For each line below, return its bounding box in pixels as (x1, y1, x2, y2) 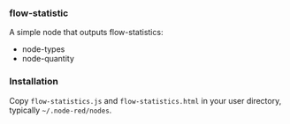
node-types (21, 44, 65, 55)
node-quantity (21, 54, 75, 64)
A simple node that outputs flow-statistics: (9, 27, 164, 38)
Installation (9, 76, 59, 88)
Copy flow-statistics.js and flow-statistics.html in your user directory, (9, 95, 282, 106)
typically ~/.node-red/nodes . (9, 105, 112, 115)
